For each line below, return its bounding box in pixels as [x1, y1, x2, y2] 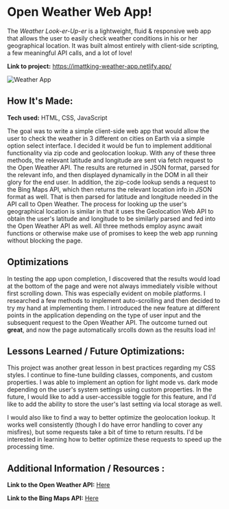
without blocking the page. [7, 236, 83, 245]
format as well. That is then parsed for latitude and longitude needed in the [7, 192, 218, 201]
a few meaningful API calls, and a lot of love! [7, 49, 132, 57]
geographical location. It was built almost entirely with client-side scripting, [7, 41, 219, 49]
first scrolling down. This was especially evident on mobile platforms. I [7, 289, 206, 297]
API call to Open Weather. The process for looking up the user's [7, 200, 187, 208]
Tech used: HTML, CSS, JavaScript [7, 113, 108, 122]
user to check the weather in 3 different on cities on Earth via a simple [7, 134, 205, 142]
